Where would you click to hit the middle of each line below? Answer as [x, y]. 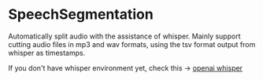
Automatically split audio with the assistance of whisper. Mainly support [124, 36]
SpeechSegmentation [81, 15]
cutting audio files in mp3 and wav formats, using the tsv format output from [132, 44]
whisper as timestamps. [47, 53]
